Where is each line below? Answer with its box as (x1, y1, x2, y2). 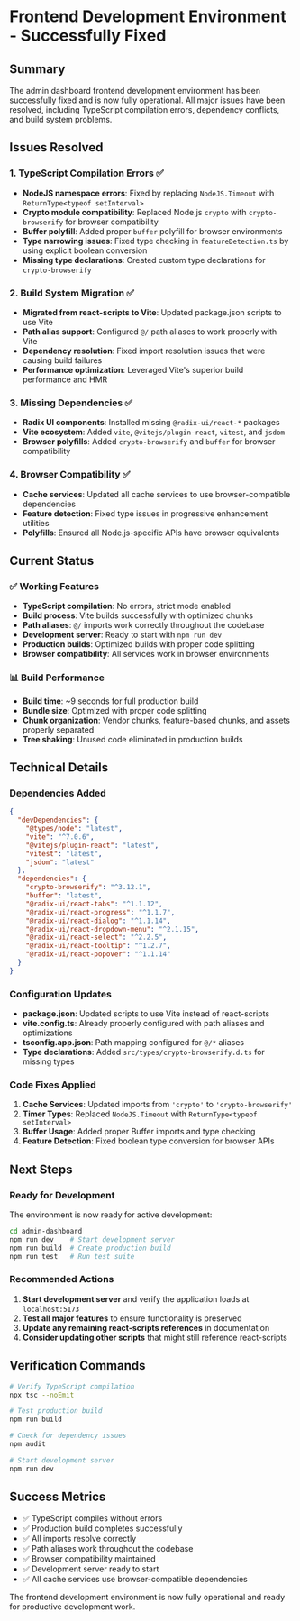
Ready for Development (9, 1188, 115, 1201)
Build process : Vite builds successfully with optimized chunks (22, 610, 254, 621)
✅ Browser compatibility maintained (22, 1553, 156, 1564)
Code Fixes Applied (9, 1079, 96, 1091)
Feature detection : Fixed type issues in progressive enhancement (22, 507, 268, 519)
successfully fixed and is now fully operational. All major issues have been (9, 95, 286, 105)
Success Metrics (9, 1489, 106, 1505)
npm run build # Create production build (9, 1243, 171, 1252)
